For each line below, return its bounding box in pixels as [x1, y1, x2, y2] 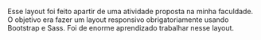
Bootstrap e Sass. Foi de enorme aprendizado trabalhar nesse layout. [7, 24, 235, 32]
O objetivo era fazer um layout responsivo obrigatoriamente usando [7, 15, 229, 24]
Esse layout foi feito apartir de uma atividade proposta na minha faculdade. [7, 7, 254, 16]
